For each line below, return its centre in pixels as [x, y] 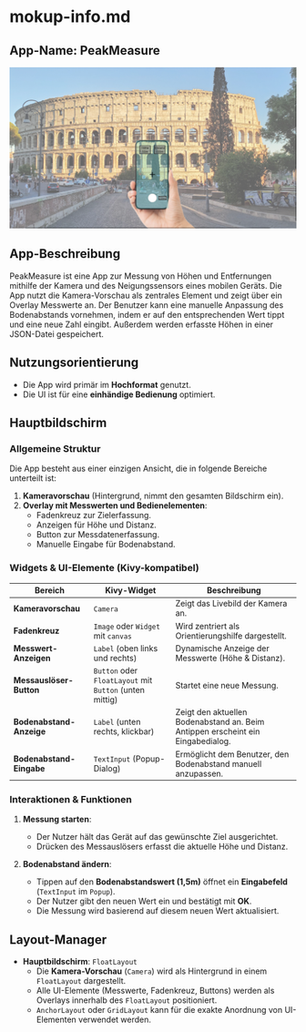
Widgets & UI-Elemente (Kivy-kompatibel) [104, 568]
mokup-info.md [70, 17]
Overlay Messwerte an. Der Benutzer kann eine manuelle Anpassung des [147, 305]
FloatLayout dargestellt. [81, 981]
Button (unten [119, 690]
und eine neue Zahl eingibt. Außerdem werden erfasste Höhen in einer [142, 324]
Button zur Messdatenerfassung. [98, 535]
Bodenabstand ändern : [67, 864]
